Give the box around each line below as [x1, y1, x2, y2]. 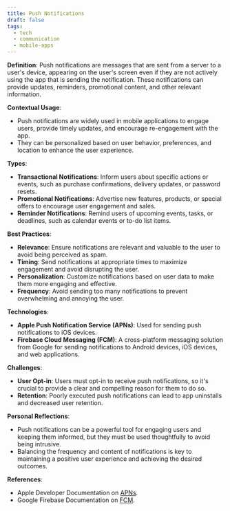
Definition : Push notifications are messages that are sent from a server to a [7, 61, 222, 69]
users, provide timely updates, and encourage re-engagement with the [17, 124, 218, 132]
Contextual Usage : [7, 104, 62, 111]
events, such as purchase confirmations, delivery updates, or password [17, 180, 220, 188]
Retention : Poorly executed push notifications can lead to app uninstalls [17, 391, 222, 400]
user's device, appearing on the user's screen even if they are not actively [7, 68, 218, 76]
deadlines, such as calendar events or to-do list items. [17, 217, 171, 224]
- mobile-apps [13, 42, 54, 49]
